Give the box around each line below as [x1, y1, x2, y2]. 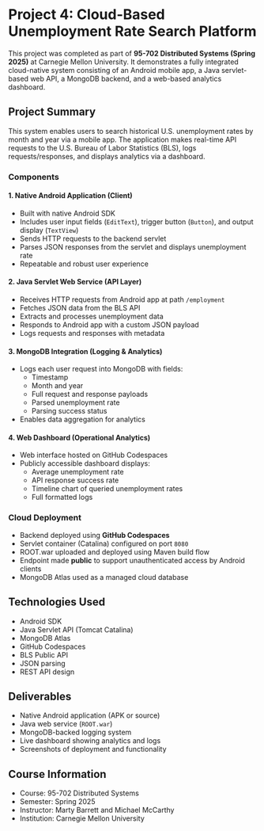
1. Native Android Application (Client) [8, 191, 133, 200]
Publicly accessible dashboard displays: [19, 459, 150, 468]
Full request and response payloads [31, 390, 149, 399]
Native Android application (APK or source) [19, 711, 160, 720]
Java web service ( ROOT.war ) [19, 719, 113, 729]
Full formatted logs [31, 493, 93, 502]
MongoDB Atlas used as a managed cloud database [19, 572, 189, 581]
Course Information [8, 767, 107, 781]
